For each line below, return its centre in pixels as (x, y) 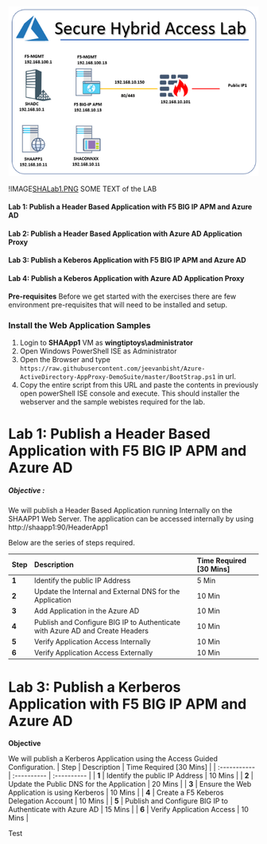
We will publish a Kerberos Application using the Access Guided (113, 758)
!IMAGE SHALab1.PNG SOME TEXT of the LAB (83, 189)
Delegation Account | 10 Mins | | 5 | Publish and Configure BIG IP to (118, 801)
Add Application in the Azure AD (87, 611)
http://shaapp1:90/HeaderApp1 (58, 527)
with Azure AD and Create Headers (92, 631)
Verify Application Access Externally (94, 653)
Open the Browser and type (65, 359)
